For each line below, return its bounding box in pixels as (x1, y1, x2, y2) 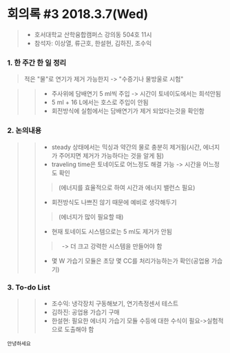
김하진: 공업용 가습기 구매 (51, 307, 120, 316)
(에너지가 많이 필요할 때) (58, 212, 124, 221)
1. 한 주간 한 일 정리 (7, 58, 67, 68)
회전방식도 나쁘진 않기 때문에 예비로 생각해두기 (51, 198, 177, 206)
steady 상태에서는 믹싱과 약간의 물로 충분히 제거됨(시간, (51, 143, 202, 151)
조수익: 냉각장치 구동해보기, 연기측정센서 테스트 (51, 299, 179, 307)
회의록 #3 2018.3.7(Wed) (7, 6, 149, 22)
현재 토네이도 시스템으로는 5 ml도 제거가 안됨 (51, 227, 172, 235)
